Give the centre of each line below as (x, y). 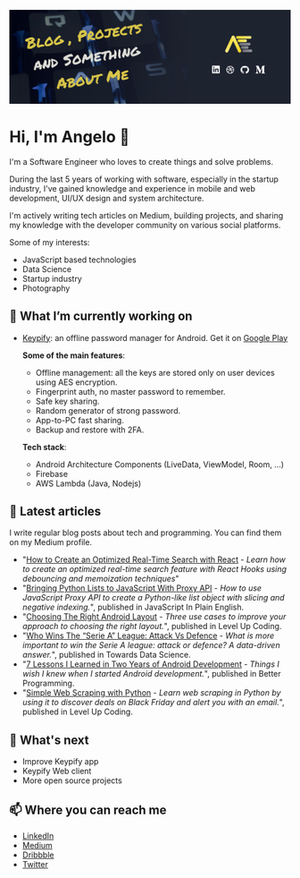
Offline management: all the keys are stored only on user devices (155, 372)
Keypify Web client (57, 771)
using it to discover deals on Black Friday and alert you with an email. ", (153, 703)
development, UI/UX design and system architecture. (107, 198)
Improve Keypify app (60, 762)
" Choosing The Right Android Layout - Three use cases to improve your (154, 617)
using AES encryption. (76, 382)
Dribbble (38, 855)
